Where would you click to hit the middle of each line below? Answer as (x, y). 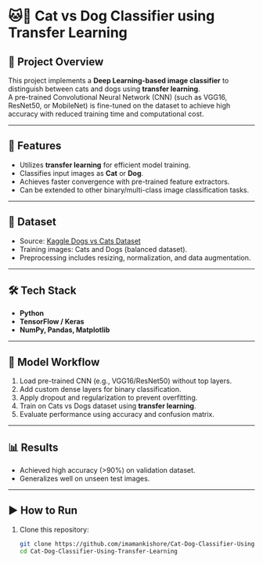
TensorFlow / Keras (52, 322)
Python (32, 313)
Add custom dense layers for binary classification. (100, 389)
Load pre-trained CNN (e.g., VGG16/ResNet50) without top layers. (126, 381)
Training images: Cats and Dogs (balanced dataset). (103, 249)
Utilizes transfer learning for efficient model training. (105, 165)
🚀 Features (35, 146)
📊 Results (33, 447)
